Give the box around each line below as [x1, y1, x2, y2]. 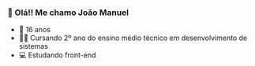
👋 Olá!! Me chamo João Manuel [7, 7, 129, 18]
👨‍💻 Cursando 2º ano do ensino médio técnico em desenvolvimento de [18, 33, 248, 42]
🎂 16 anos [18, 25, 51, 35]
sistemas [18, 42, 49, 51]
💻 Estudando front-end [18, 50, 96, 60]
